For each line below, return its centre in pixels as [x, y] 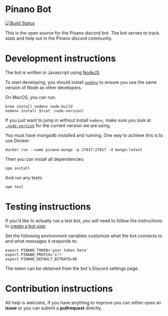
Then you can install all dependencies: [45, 159]
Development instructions [61, 59]
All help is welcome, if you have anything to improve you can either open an [83, 302]
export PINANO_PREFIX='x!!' [35, 255]
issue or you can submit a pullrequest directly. [54, 308]
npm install [18, 168]
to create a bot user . [26, 226]
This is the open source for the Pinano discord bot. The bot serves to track [82, 33]
